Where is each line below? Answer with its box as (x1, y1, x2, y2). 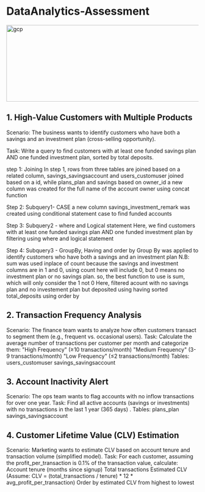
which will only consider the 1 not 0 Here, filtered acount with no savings (6, 279, 189, 286)
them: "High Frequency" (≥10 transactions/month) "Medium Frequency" (6, 346, 187, 353)
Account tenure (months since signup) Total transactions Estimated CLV (6, 466, 187, 473)
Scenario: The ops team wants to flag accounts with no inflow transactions (6, 393, 194, 400)
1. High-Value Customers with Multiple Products (6, 112, 193, 123)
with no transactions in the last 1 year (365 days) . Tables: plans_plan (6, 406, 179, 413)
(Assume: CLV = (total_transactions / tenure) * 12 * (6, 472, 133, 480)
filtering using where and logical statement (6, 235, 114, 242)
